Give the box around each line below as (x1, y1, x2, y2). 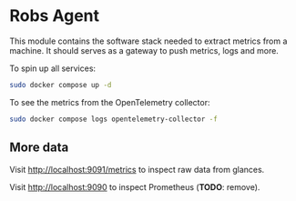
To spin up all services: (9, 63, 97, 74)
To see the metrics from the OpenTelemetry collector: (9, 96, 210, 107)
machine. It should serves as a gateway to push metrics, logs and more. (9, 45, 280, 55)
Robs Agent (9, 5, 100, 26)
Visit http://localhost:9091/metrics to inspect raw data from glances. (9, 164, 265, 175)
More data (9, 140, 69, 156)
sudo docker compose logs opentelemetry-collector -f (9, 115, 219, 124)
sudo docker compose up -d (9, 80, 112, 89)
